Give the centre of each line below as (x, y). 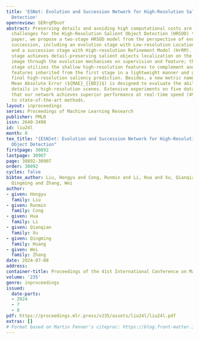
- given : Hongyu (26, 194)
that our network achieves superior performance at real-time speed (98, 95)
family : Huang (29, 244)
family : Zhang (29, 255)
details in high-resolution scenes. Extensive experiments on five (97, 89)
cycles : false (24, 172)
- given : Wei (22, 249)
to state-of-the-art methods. (49, 100)
